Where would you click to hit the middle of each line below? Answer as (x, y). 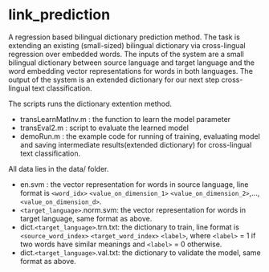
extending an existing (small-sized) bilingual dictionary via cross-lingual (127, 45)
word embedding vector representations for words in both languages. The (130, 71)
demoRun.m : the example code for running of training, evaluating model (140, 136)
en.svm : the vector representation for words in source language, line (134, 184)
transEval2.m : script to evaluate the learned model (104, 128)
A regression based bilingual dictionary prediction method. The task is (124, 37)
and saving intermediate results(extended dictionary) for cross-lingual (136, 144)
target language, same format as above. (86, 218)
